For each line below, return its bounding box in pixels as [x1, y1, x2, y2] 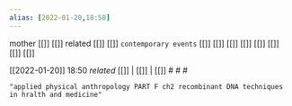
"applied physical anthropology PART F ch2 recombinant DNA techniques [9, 82, 283, 91]
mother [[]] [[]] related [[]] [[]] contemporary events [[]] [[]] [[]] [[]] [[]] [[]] [9, 38, 280, 49]
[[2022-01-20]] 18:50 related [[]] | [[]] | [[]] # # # [9, 65, 189, 75]
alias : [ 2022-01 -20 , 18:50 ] [9, 13, 111, 22]
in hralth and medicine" [9, 90, 102, 99]
